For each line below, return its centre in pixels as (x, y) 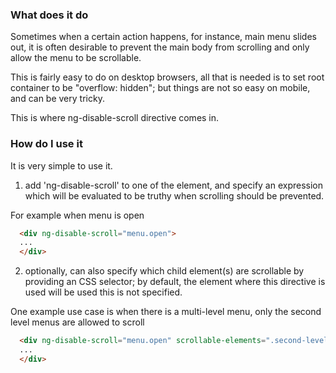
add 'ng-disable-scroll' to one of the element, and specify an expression (174, 185)
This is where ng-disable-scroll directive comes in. (115, 118)
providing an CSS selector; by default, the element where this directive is (175, 282)
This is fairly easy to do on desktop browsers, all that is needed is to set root (167, 77)
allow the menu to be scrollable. (76, 58)
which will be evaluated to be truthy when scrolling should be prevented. (174, 195)
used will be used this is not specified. (103, 292)
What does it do (49, 15)
